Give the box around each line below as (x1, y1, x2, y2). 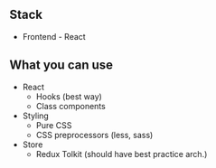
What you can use (9, 58, 114, 73)
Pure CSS (35, 119, 72, 130)
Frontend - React (22, 31, 86, 42)
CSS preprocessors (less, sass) (35, 129, 154, 140)
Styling (22, 110, 50, 121)
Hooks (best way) (35, 90, 102, 102)
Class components (35, 100, 106, 111)
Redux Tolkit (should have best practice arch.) (35, 148, 208, 159)
